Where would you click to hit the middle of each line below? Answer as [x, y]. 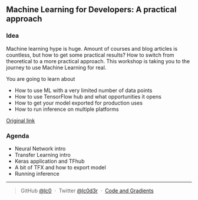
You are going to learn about [41, 78]
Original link [21, 120]
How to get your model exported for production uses [79, 103]
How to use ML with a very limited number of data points [83, 90]
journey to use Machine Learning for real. [56, 67]
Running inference [37, 173]
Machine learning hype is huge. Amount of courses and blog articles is [92, 48]
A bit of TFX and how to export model [60, 167]
